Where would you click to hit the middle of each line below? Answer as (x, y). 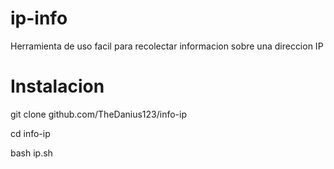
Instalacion (57, 86)
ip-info (39, 18)
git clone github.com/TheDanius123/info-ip (98, 114)
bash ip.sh (31, 153)
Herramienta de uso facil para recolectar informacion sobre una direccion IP (167, 46)
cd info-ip (30, 133)
